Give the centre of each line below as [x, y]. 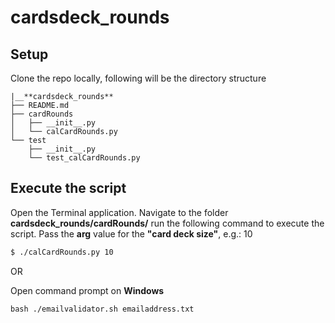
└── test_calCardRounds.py [84, 158]
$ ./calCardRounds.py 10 [62, 252]
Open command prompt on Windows [87, 290]
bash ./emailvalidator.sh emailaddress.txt [102, 309]
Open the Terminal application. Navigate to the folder [119, 212]
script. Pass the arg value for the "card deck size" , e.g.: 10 [131, 233]
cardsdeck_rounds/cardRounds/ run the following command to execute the [167, 223]
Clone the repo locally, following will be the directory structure [138, 78]
